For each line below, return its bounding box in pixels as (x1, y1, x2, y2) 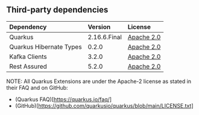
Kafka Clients (9, 52, 47, 61)
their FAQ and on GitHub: (6, 84, 68, 91)
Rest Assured (9, 62, 47, 70)
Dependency (9, 22, 47, 31)
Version (87, 22, 111, 31)
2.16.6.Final (87, 33, 122, 41)
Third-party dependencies (6, 5, 109, 15)
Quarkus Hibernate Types (9, 42, 83, 51)
